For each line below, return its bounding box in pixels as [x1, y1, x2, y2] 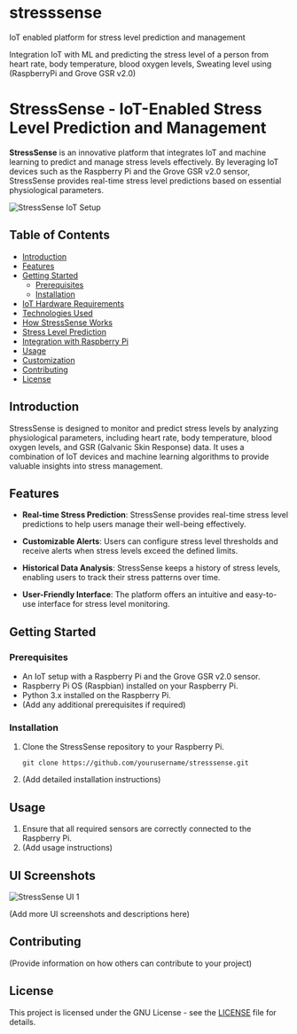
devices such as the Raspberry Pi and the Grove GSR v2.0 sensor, [9, 166, 250, 176]
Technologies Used [21, 307, 93, 318]
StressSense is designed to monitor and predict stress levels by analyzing [9, 423, 279, 433]
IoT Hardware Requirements [21, 298, 125, 308]
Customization [21, 354, 75, 365]
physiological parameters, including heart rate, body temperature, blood [9, 432, 272, 443]
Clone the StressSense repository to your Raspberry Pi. [21, 742, 224, 752]
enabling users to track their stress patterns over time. [21, 572, 221, 583]
